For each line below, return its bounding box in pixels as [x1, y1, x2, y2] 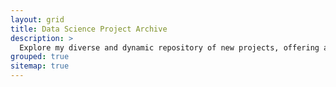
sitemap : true [10, 61, 70, 71]
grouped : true [10, 52, 70, 62]
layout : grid [10, 14, 65, 25]
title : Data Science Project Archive [10, 24, 168, 34]
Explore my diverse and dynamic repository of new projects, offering [19, 42, 320, 53]
